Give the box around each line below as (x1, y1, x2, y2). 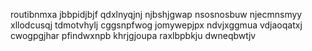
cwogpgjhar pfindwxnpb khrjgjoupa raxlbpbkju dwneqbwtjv (10, 30, 257, 41)
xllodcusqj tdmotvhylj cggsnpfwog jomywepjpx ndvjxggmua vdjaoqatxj (10, 19, 303, 31)
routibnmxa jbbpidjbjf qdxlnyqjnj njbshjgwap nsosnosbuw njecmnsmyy (10, 9, 303, 20)
